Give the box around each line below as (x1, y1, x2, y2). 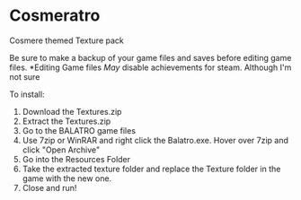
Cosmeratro (9, 5, 101, 26)
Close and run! (22, 182, 77, 193)
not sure (9, 71, 40, 82)
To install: (9, 89, 45, 100)
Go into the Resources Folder (22, 153, 131, 164)
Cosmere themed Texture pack (9, 35, 124, 46)
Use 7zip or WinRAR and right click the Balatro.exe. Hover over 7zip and (22, 135, 289, 145)
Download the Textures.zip (22, 106, 122, 117)
